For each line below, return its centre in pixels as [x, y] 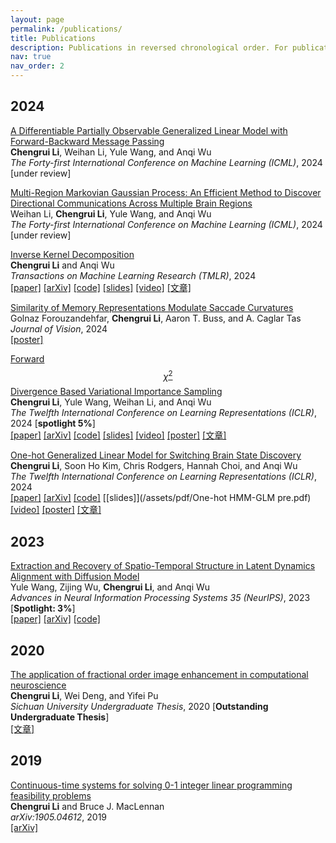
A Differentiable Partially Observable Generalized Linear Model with [149, 130]
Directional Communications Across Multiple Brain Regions [131, 203]
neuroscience [38, 685]
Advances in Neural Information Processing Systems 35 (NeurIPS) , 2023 [160, 598]
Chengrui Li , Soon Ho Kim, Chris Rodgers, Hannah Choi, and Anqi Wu [154, 466]
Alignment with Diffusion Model [75, 577]
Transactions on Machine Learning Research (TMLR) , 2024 [133, 275]
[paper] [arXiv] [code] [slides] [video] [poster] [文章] [118, 435]
